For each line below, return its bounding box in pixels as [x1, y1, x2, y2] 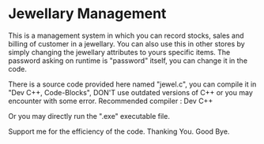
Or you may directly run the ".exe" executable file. [8, 111, 170, 120]
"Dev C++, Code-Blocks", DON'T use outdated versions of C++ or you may [8, 87, 253, 97]
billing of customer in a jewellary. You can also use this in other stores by [8, 39, 245, 48]
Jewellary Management [8, 5, 167, 23]
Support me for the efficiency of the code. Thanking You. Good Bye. [8, 127, 230, 136]
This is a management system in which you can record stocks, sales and [8, 31, 244, 40]
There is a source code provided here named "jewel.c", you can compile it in [8, 79, 257, 89]
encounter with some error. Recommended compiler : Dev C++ [8, 96, 213, 105]
